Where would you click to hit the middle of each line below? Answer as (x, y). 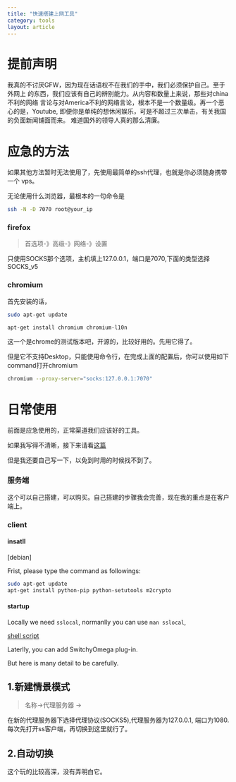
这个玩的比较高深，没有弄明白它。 (57, 772)
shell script (23, 635)
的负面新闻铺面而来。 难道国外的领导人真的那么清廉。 (85, 120)
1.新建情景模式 (39, 687)
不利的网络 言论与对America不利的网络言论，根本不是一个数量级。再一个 (113, 102)
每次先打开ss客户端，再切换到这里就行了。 (69, 729)
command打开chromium (43, 366)
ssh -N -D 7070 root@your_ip (50, 210)
